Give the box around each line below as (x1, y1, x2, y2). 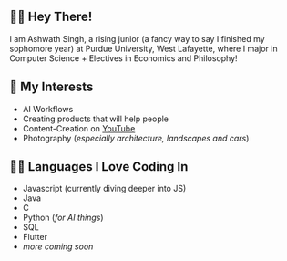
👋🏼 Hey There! (9, 9, 93, 25)
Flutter (22, 232, 48, 243)
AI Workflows (22, 103, 74, 114)
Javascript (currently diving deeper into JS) (22, 183, 187, 194)
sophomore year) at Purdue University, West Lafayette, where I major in (9, 43, 278, 54)
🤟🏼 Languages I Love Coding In (9, 159, 189, 174)
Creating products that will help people (22, 113, 169, 124)
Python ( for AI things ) (22, 212, 104, 224)
